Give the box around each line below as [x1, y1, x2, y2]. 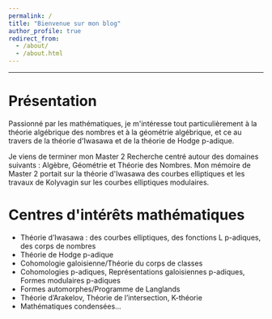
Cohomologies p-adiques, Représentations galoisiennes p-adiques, [19, 266, 245, 276]
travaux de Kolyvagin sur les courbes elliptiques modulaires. [8, 177, 210, 187]
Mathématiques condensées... [19, 301, 121, 311]
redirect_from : [8, 34, 60, 43]
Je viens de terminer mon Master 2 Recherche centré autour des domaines [8, 151, 259, 161]
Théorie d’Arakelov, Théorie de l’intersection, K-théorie [19, 292, 202, 302]
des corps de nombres [19, 240, 96, 251]
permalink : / [8, 11, 53, 20]
